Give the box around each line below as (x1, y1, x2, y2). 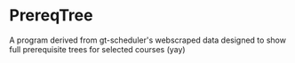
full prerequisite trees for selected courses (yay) (9, 43, 186, 54)
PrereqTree (9, 5, 93, 26)
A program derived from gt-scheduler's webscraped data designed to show (9, 35, 287, 45)
